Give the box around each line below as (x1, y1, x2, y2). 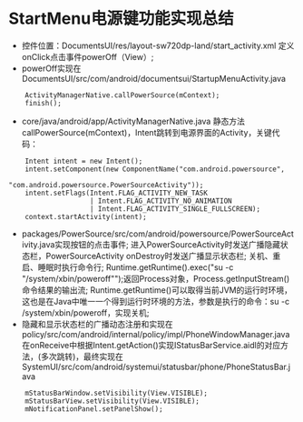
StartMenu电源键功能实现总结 (8, 8, 234, 29)
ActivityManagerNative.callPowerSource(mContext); (24, 90, 220, 100)
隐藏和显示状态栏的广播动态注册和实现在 (21, 318, 173, 329)
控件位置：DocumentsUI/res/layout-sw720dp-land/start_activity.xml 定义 (21, 40, 295, 51)
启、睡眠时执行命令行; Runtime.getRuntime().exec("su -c (21, 261, 234, 273)
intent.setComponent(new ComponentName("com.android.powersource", (24, 165, 285, 174)
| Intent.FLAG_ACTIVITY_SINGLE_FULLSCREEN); (89, 204, 260, 214)
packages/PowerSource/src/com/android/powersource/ (21, 228, 232, 239)
